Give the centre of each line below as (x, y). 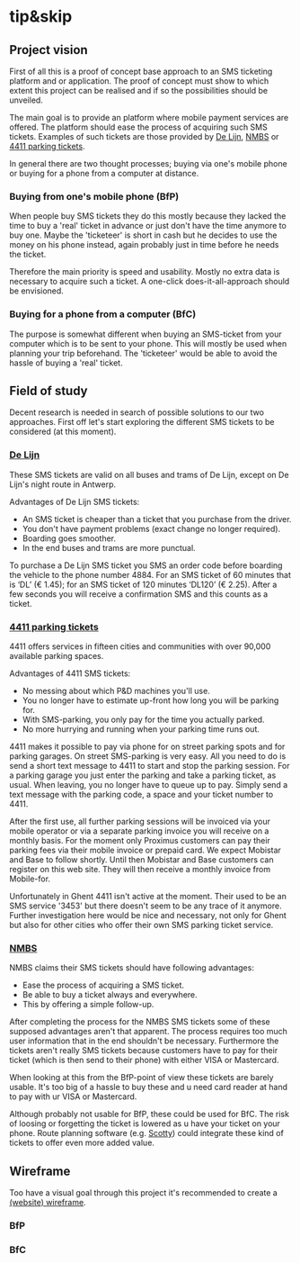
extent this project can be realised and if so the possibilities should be (138, 90)
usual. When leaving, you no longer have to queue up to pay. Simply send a (149, 785)
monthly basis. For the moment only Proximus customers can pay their (140, 840)
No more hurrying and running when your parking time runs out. (141, 729)
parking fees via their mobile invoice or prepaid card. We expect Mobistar (145, 850)
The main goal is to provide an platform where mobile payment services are (149, 117)
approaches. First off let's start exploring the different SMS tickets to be (142, 422)
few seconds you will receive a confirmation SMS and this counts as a (139, 594)
